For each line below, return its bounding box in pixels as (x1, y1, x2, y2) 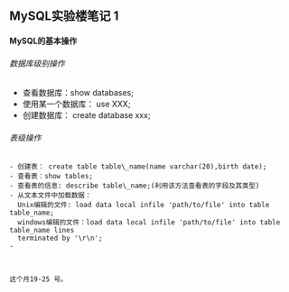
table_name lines (9, 226, 75, 235)
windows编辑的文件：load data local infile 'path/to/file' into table (17, 218, 281, 227)
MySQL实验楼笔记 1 (9, 8, 119, 24)
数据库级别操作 (9, 58, 65, 68)
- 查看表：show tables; (9, 172, 93, 181)
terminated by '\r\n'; (17, 233, 103, 243)
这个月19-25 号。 (9, 275, 68, 284)
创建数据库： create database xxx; (22, 110, 151, 121)
